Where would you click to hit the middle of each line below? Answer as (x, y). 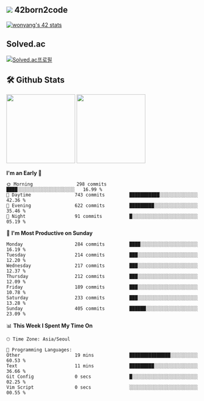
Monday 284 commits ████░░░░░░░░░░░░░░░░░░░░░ (102, 244)
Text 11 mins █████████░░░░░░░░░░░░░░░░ (102, 366)
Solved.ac (26, 44)
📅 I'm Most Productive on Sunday (49, 233)
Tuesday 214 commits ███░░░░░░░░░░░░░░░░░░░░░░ (102, 255)
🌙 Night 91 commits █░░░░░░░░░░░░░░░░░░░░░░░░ (102, 217)
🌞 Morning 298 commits (56, 184)
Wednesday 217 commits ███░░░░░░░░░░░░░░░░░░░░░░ (102, 266)
